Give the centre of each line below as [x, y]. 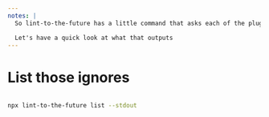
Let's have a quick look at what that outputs [94, 38]
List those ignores [69, 77]
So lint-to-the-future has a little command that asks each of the [130, 23]
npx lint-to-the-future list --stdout [72, 106]
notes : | [22, 16]
